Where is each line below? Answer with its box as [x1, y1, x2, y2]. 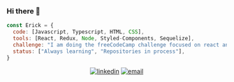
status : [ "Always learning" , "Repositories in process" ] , [13, 48, 186, 55]
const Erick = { [6, 22, 54, 29]
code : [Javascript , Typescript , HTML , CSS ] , [13, 28, 145, 35]
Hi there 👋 [6, 6, 41, 16]
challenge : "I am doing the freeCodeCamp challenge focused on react [13, 41, 219, 48]
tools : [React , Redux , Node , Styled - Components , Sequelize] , [13, 35, 195, 42]
